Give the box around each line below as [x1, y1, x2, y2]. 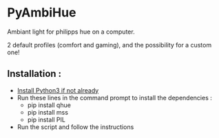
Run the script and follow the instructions [17, 122, 134, 131]
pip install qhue [27, 101, 71, 109]
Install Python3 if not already [17, 86, 99, 94]
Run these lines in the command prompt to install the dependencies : [17, 93, 212, 102]
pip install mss [27, 108, 69, 116]
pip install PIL [27, 115, 65, 124]
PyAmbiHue [7, 5, 76, 21]
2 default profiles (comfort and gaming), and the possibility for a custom [7, 41, 212, 49]
